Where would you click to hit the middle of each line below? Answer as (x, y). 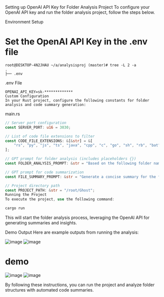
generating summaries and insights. (41, 223)
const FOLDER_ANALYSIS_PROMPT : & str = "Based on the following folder (78, 163)
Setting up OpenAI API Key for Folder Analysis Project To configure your (77, 7)
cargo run (15, 208)
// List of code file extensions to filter (50, 136)
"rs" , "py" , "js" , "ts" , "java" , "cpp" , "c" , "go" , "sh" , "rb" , (81, 145)
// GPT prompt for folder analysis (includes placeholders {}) (71, 159)
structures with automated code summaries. (50, 290)
